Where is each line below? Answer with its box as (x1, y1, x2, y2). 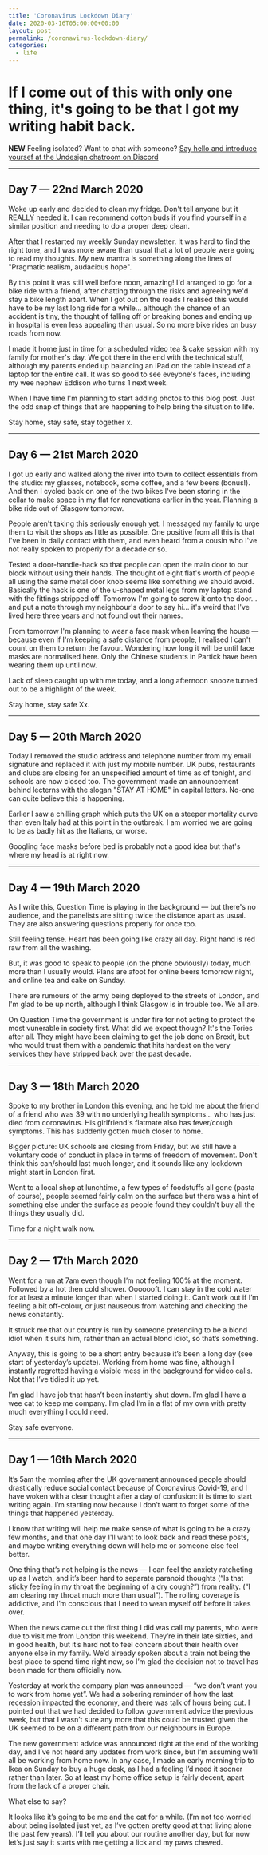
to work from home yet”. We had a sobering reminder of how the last (8, 1689, 234, 1698)
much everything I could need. (8, 1407, 109, 1416)
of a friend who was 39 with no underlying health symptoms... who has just (8, 1109, 256, 1119)
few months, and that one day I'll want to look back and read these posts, (8, 1532, 250, 1542)
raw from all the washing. (8, 943, 92, 953)
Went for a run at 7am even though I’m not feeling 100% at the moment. (8, 1276, 243, 1285)
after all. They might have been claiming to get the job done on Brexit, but (8, 1032, 250, 1041)
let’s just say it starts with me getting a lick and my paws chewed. (8, 1837, 223, 1847)
